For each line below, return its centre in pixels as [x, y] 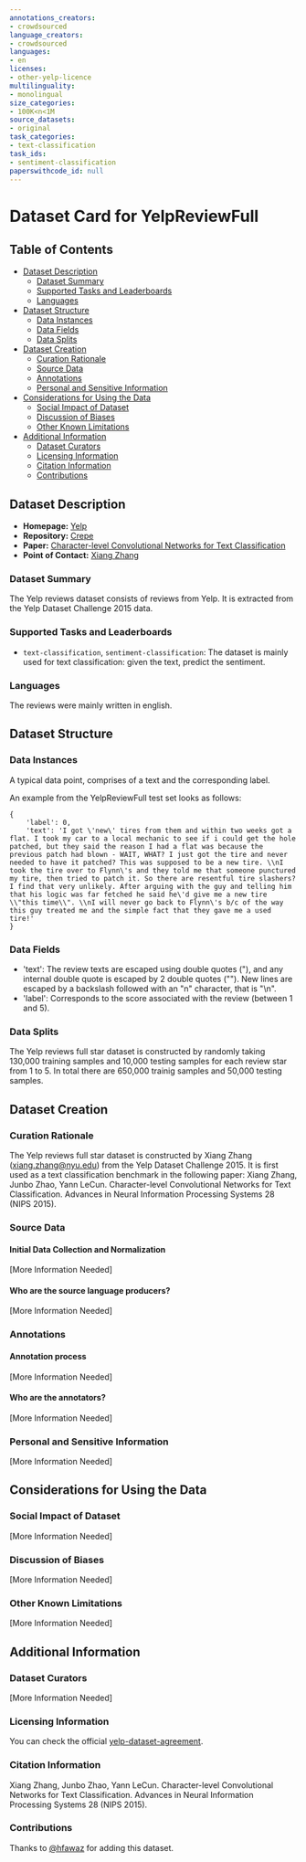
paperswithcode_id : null [57, 171]
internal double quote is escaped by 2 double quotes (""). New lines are [158, 979]
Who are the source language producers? [90, 1290]
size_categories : [42, 103]
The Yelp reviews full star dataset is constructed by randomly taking [137, 1052]
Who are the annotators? [58, 1398]
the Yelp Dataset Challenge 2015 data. [81, 608]
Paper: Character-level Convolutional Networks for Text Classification [154, 545]
